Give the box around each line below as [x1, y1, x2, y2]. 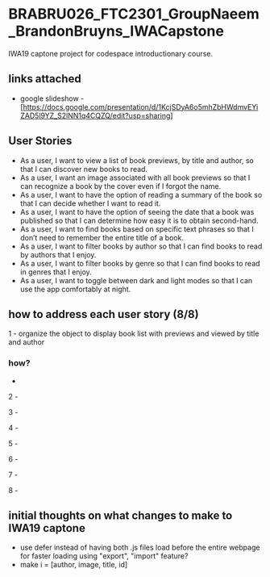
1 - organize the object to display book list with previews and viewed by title [8, 328, 260, 339]
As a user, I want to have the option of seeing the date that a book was [19, 207, 255, 216]
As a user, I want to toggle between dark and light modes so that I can [19, 275, 253, 285]
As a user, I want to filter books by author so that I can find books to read [19, 241, 263, 251]
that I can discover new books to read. [19, 164, 147, 174]
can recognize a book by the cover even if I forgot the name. [19, 181, 222, 190]
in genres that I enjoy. [19, 267, 93, 277]
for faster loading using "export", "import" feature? [19, 551, 189, 561]
